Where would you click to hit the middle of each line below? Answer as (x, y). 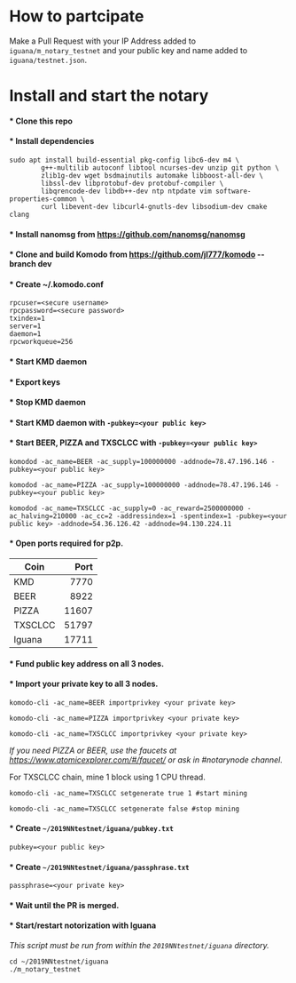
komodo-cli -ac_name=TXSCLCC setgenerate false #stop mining (125, 809)
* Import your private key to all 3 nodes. (84, 684)
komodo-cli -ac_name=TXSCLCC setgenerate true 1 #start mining (129, 793)
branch (23, 264)
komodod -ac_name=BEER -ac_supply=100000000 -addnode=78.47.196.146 (138, 461)
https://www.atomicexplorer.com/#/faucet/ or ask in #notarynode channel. (146, 759)
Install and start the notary (109, 96)
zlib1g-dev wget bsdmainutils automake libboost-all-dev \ (152, 175)
